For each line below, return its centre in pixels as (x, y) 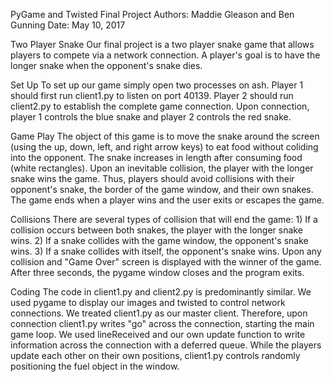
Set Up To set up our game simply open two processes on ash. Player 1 (157, 85)
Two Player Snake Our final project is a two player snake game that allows (162, 44)
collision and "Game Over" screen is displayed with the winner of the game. (166, 262)
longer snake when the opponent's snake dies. (106, 65)
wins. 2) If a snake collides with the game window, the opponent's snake (159, 240)
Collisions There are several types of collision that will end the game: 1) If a (164, 219)
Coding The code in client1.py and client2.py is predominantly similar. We (161, 292)
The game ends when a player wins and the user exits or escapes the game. (167, 200)
